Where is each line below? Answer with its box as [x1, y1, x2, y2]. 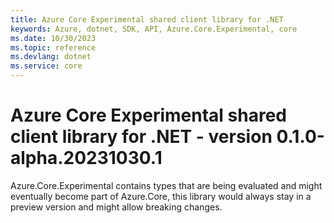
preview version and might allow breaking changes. [10, 201, 223, 213]
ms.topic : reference [10, 42, 97, 53]
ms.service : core [10, 61, 83, 71]
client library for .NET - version [10, 126, 273, 148]
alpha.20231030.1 [10, 147, 163, 170]
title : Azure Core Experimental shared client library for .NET [10, 14, 284, 25]
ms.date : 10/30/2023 [10, 33, 97, 43]
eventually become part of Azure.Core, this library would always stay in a [10, 190, 312, 202]
